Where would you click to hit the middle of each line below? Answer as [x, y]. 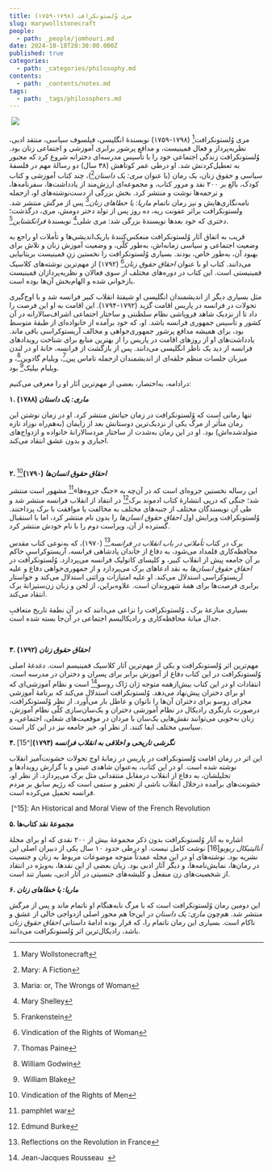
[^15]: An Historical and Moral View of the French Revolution [111, 808]
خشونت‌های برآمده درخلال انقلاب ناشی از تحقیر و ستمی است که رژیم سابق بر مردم [135, 784]
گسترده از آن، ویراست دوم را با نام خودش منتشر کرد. [90, 525]
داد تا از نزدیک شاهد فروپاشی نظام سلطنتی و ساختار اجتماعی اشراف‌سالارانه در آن [133, 314]
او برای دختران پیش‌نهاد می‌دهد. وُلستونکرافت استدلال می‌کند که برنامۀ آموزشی [127, 692]
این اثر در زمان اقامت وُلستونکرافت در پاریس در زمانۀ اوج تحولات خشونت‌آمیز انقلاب [136, 758]
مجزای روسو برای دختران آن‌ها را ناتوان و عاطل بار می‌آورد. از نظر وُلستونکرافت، [131, 701]
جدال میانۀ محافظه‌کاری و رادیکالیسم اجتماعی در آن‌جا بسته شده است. [115, 618]
